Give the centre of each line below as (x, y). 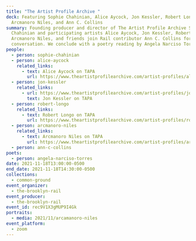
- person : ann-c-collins (41, 147)
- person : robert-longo (40, 104)
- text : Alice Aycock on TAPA (58, 71)
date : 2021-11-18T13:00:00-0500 (45, 164)
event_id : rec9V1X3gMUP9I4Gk (41, 207)
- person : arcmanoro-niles (44, 126)
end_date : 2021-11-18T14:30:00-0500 (50, 169)
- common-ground (31, 180)
